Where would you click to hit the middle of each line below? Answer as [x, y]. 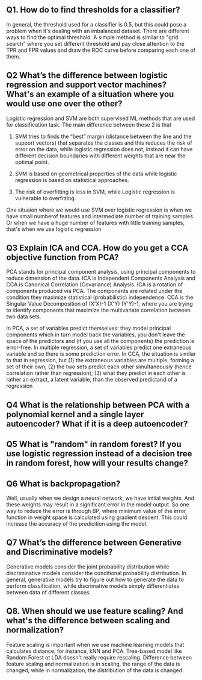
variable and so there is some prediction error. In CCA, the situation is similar [101, 354]
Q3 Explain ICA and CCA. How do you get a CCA [97, 248]
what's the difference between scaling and [88, 621]
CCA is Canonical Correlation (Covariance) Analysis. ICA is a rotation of [95, 285]
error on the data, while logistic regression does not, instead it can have [104, 149]
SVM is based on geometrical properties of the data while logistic [96, 174]
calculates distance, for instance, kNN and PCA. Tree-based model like [94, 651]
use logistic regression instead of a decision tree [99, 454]
